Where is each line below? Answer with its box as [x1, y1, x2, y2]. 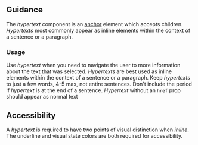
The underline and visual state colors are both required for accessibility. [6, 132, 183, 139]
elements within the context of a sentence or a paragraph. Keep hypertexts [6, 74, 191, 81]
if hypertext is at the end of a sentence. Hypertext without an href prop [6, 87, 181, 94]
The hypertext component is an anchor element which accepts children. [6, 20, 183, 27]
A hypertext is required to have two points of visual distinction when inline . [6, 126, 190, 133]
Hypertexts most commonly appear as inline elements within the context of [6, 27, 191, 34]
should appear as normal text [6, 93, 79, 100]
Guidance [6, 5, 43, 15]
